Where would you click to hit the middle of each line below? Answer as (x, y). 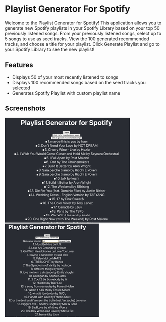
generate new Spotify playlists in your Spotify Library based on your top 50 (82, 28)
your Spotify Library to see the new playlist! (50, 49)
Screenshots (25, 109)
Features (19, 65)
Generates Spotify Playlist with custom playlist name (66, 93)
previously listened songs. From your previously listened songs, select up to (83, 33)
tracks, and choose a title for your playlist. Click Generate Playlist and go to (82, 44)
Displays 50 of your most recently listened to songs (65, 77)
